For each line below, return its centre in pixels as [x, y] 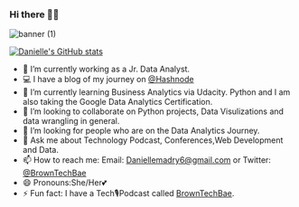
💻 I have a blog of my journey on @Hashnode [108, 80]
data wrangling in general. [71, 121]
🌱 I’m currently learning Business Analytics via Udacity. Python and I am [156, 92]
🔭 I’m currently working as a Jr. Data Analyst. [106, 69]
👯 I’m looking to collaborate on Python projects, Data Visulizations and [153, 111]
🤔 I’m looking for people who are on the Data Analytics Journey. [141, 131]
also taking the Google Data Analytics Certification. [117, 102]
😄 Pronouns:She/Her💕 [65, 183]
